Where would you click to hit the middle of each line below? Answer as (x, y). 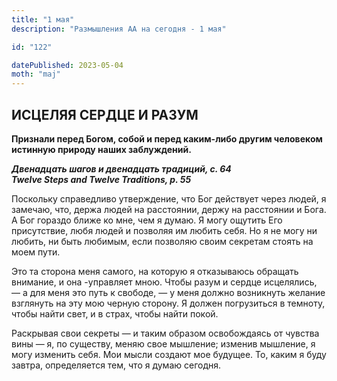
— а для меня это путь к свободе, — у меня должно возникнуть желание (168, 292)
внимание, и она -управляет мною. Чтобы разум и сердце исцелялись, (164, 282)
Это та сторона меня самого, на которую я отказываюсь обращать (155, 271)
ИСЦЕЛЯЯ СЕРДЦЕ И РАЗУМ (105, 114)
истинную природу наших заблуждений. (101, 149)
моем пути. (36, 252)
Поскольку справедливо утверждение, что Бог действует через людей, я (169, 198)
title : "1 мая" (43, 19)
